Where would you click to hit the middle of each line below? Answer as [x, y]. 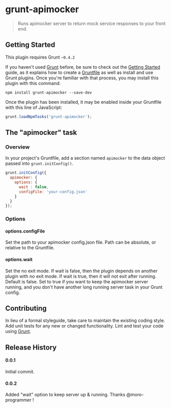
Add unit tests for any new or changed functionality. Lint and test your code [84, 326]
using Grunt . [18, 331]
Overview [18, 147]
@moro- [135, 395]
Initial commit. [20, 372]
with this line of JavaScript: [34, 107]
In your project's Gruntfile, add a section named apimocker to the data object [85, 158]
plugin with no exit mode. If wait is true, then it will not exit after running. [81, 276]
